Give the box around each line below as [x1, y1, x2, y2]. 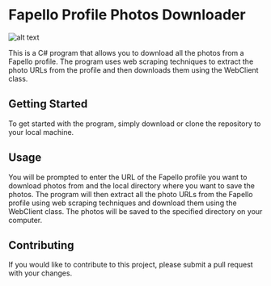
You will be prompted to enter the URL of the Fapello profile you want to [8, 172, 248, 182]
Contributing [8, 238, 74, 252]
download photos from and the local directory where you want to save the [8, 180, 255, 191]
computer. [8, 215, 43, 225]
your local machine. [8, 127, 74, 137]
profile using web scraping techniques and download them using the [8, 198, 237, 208]
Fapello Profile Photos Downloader [8, 6, 246, 24]
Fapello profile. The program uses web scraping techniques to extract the [8, 57, 254, 66]
